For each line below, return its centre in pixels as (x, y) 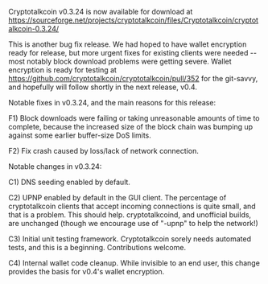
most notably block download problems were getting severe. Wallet (120, 61)
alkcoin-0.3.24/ (34, 29)
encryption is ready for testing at (62, 70)
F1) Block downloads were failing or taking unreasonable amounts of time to (134, 118)
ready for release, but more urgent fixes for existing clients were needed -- (133, 53)
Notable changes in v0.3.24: (55, 167)
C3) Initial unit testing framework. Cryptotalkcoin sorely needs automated (130, 239)
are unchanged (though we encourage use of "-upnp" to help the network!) (134, 223)
